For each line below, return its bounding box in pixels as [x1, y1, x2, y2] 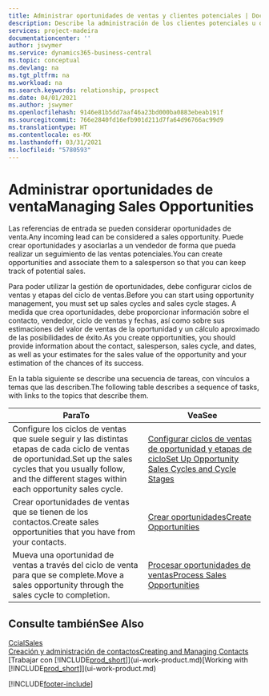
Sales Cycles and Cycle [147, 464, 236, 475]
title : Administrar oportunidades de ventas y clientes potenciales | [8, 11, 249, 20]
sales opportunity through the [12, 580, 124, 591]
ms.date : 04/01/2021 [8, 94, 78, 102]
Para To [62, 410, 90, 421]
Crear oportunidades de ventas [12, 497, 130, 508]
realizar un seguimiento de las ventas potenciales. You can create [8, 249, 223, 259]
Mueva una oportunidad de [12, 549, 114, 561]
